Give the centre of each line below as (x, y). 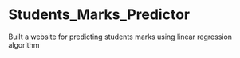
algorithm (24, 44)
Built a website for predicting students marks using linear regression (120, 37)
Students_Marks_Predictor (99, 15)
